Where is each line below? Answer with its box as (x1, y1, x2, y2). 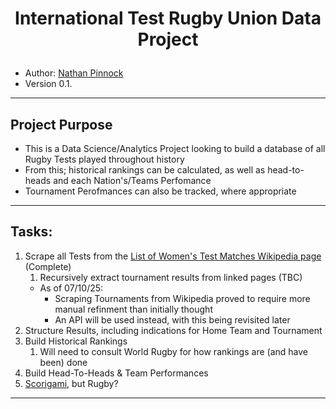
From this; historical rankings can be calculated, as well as (24, 164, 266, 176)
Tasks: (10, 223, 53, 241)
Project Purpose (10, 116, 113, 133)
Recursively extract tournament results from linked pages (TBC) (39, 271, 303, 283)
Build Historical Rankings (24, 335, 128, 347)
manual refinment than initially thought (54, 303, 213, 315)
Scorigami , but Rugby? (24, 377, 119, 389)
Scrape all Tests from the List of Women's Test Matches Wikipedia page (24, 250, 322, 262)
